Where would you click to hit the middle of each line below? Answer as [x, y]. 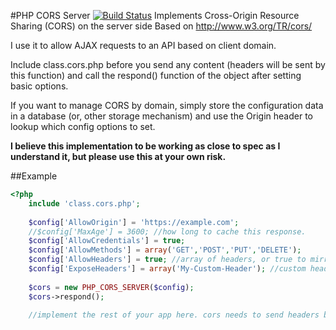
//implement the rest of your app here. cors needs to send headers [174, 315]
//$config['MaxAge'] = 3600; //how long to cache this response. [167, 231]
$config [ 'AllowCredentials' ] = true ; [107, 241]
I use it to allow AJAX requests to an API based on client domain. [143, 45]
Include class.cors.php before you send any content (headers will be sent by [168, 64]
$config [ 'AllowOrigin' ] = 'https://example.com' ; [134, 222]
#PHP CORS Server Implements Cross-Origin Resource [155, 15]
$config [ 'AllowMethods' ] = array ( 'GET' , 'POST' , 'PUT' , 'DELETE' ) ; [165, 250]
